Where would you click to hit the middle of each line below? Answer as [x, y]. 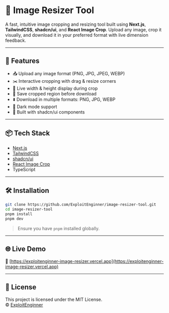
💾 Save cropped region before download [55, 93]
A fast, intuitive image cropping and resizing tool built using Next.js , [75, 24]
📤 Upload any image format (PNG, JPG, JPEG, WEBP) [69, 73]
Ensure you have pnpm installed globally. [58, 228]
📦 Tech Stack [28, 133]
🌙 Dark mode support [35, 107]
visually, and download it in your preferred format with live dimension [77, 35]
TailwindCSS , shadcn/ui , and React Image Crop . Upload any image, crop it [83, 29]
